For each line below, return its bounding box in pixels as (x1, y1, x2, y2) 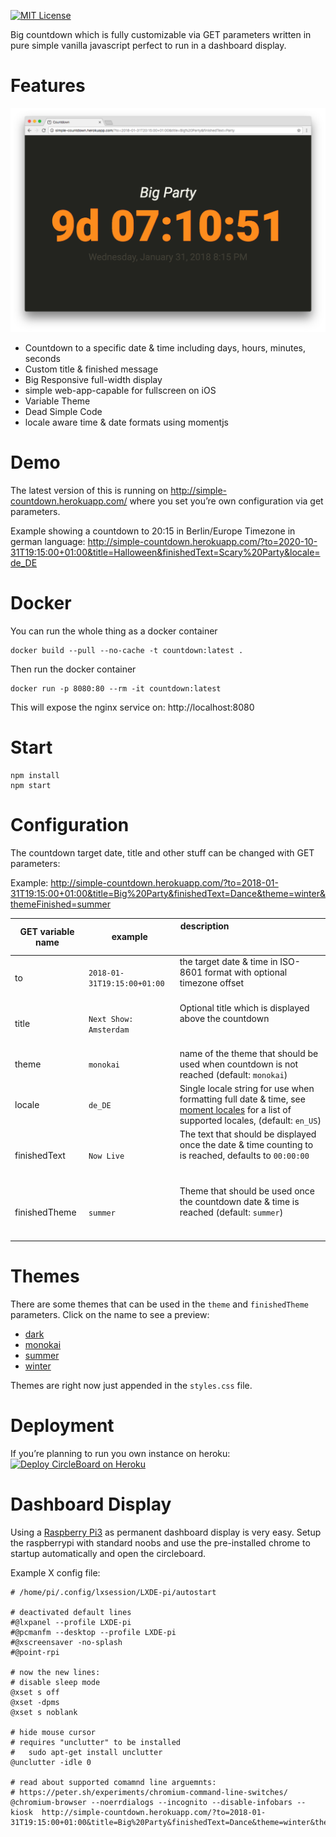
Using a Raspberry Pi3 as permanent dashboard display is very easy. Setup (10, 1526, 322, 1538)
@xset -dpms (10, 1697, 60, 1707)
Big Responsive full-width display (24, 373, 163, 385)
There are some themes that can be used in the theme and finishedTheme (10, 1298, 310, 1310)
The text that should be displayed (179, 1128, 317, 1140)
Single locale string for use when (179, 1083, 315, 1094)
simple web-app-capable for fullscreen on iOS (24, 384, 217, 396)
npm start (10, 780, 52, 790)
